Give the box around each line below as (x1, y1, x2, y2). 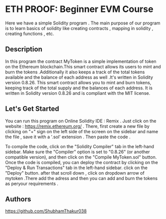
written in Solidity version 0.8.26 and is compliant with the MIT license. (5, 90, 151, 96)
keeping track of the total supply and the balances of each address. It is (5, 85, 153, 91)
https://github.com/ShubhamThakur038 (5, 208, 87, 214)
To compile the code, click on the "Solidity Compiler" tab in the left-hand (5, 143, 155, 149)
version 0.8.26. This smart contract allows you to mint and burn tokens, (5, 79, 152, 85)
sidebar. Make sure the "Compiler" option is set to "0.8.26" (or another (5, 149, 151, 155)
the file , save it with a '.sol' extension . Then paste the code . (5, 134, 131, 140)
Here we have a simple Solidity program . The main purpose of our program (5, 20, 161, 26)
